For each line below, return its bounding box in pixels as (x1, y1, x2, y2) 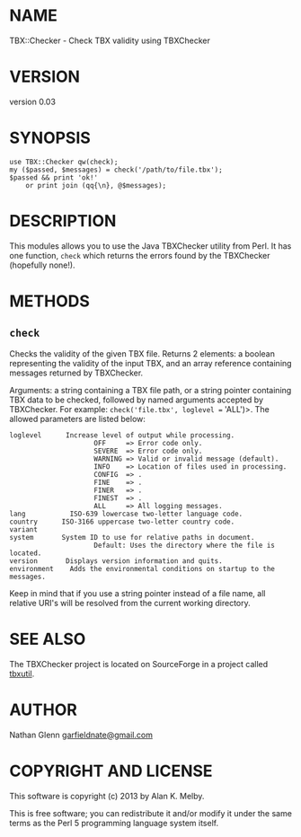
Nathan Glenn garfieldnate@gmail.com (9, 729, 153, 740)
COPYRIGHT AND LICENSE (9, 761, 213, 781)
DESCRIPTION (9, 211, 117, 231)
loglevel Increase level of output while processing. (9, 430, 235, 440)
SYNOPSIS (9, 128, 92, 148)
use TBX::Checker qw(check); (9, 157, 119, 166)
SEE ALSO (9, 629, 86, 649)
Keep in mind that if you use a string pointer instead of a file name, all (9, 587, 266, 598)
